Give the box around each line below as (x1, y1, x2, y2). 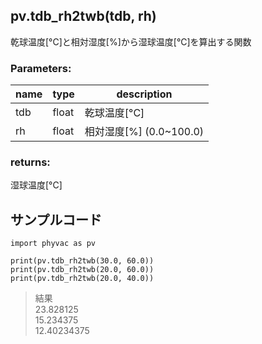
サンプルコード (10, 211, 102, 228)
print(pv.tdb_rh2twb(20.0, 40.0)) (10, 274, 155, 284)
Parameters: (10, 61, 72, 75)
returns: (10, 155, 51, 169)
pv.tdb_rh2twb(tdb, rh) (10, 8, 157, 25)
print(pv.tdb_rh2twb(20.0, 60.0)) (10, 265, 155, 275)
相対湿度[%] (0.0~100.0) (84, 125, 205, 139)
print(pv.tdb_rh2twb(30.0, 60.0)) (10, 256, 155, 266)
